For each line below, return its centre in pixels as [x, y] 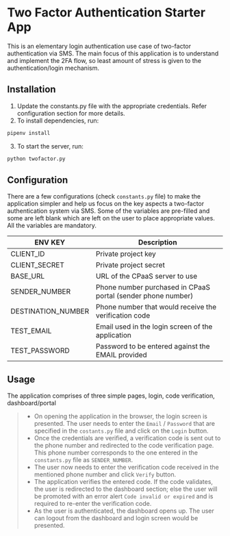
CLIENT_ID [28, 254]
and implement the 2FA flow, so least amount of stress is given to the [104, 60]
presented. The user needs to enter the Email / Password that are [125, 424]
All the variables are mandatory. [52, 226]
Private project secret [130, 265]
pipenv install [29, 133]
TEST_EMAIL [31, 331]
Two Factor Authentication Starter [106, 13]
